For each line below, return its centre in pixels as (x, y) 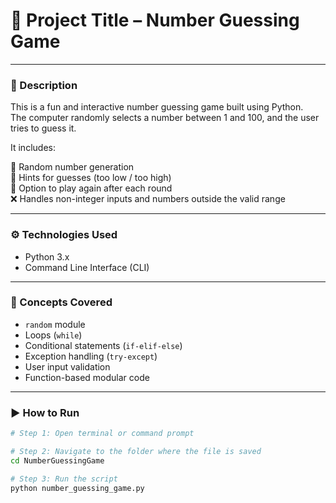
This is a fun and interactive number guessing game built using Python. (157, 107)
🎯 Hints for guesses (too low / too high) (91, 178)
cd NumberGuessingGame (57, 460)
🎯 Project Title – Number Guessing (155, 20)
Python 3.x (47, 256)
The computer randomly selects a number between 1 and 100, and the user (165, 118)
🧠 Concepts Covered (61, 302)
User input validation (67, 366)
